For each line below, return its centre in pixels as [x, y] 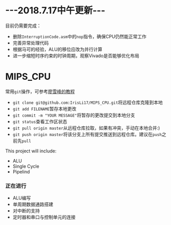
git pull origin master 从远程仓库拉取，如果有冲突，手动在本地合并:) [86, 128]
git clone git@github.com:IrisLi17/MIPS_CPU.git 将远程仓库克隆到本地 [88, 102]
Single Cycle [26, 166]
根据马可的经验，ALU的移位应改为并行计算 [57, 49]
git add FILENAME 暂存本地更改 [44, 108]
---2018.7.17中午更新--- [55, 10]
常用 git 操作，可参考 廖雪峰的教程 [40, 91]
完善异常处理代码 [31, 43]
